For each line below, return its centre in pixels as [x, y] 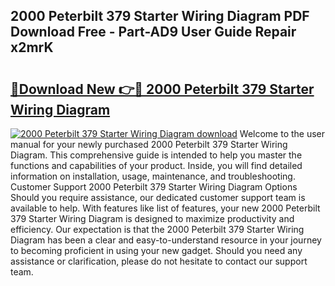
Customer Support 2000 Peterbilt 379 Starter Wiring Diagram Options [154, 187]
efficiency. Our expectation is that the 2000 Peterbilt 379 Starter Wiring [157, 229]
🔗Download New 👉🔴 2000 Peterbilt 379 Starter [162, 89]
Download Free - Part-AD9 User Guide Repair [153, 32]
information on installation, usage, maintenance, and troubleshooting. [153, 176]
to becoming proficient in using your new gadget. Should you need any [156, 250]
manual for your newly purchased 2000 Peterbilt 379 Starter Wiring [149, 144]
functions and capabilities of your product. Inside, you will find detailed [156, 165]
